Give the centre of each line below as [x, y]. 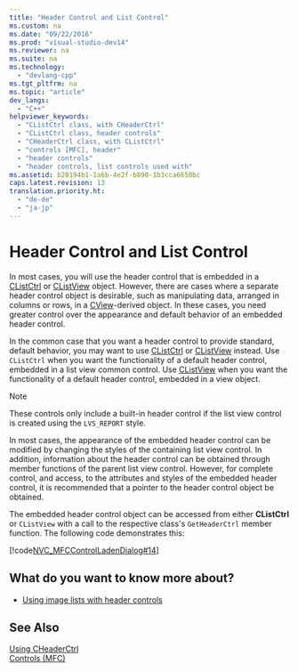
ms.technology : [37, 68]
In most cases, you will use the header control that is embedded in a [134, 276]
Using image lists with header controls [92, 599]
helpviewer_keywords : [49, 117]
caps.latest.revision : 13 [57, 183]
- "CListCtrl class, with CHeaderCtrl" [91, 125]
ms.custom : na [36, 26]
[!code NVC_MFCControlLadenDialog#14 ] [85, 550]
